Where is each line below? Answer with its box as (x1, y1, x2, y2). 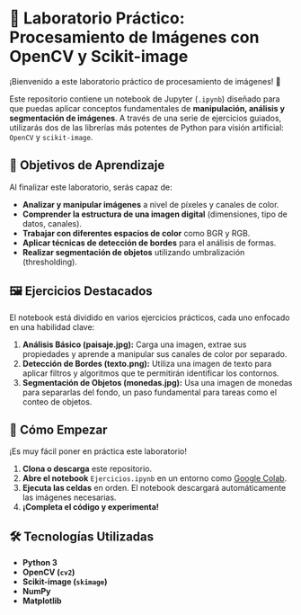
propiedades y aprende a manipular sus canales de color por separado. (22, 348, 288, 359)
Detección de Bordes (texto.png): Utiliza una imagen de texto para (22, 358, 272, 369)
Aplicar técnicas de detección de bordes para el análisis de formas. (22, 237, 277, 248)
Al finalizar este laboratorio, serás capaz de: (9, 182, 173, 192)
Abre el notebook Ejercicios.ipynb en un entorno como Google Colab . (22, 473, 288, 484)
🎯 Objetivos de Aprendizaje (9, 157, 165, 174)
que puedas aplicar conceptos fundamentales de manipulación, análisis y (9, 102, 286, 113)
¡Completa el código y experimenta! (22, 502, 160, 512)
